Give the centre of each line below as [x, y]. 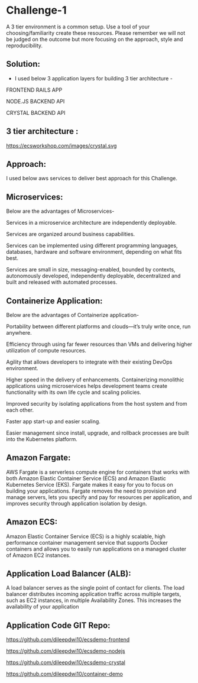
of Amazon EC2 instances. [38, 555]
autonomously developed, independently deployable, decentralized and [93, 276]
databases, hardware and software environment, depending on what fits [94, 252]
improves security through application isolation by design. [77, 503]
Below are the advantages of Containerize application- [73, 315]
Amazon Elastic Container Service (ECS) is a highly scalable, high [86, 536]
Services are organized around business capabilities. [71, 234]
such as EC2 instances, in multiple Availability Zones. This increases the [94, 600]
